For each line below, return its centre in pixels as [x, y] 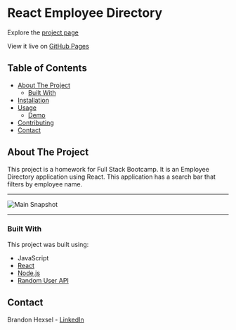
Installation [33, 100]
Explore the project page [43, 32]
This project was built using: [48, 244]
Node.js [29, 273]
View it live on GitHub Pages [48, 46]
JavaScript [33, 258]
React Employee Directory [85, 13]
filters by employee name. [45, 184]
